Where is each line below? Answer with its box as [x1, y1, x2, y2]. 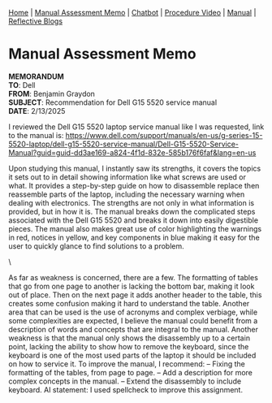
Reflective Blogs [8, 16, 63, 26]
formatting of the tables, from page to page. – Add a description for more [8, 367, 253, 377]
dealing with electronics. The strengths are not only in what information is [8, 197, 254, 207]
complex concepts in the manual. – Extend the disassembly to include [8, 376, 242, 386]
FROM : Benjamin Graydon [8, 89, 96, 98]
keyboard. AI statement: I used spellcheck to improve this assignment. [8, 384, 244, 394]
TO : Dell [8, 80, 36, 89]
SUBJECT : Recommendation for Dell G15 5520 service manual [8, 97, 218, 107]
